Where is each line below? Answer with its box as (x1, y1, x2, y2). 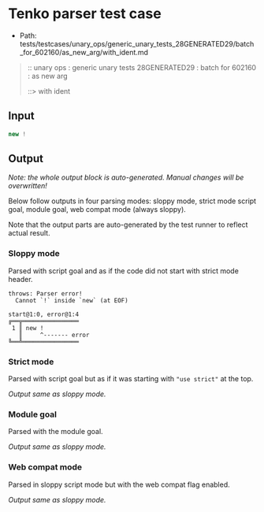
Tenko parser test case (8, 5, 162, 23)
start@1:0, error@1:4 (8, 310, 80, 318)
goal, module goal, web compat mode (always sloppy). (8, 205, 187, 214)
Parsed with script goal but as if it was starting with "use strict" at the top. (8, 374, 254, 384)
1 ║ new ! (11, 324, 44, 332)
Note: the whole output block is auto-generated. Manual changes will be (8, 173, 244, 182)
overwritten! (8, 181, 47, 191)
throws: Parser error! (8, 289, 83, 298)
